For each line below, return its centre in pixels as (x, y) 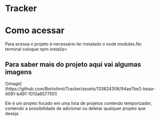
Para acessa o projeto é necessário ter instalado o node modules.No (73, 44)
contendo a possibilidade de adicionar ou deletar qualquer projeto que (75, 108)
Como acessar (35, 31)
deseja (12, 113)
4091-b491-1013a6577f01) (31, 94)
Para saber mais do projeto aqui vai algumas (73, 64)
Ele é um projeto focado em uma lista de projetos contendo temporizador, (79, 103)
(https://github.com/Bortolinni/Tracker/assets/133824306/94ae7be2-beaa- (80, 89)
